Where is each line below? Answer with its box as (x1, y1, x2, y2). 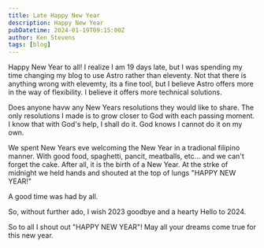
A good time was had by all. (8, 192, 99, 202)
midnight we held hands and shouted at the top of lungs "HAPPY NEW (8, 168, 236, 178)
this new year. (8, 231, 54, 240)
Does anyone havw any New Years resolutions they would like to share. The (8, 103, 255, 113)
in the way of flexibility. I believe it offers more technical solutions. (8, 87, 222, 97)
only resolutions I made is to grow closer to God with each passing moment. (8, 111, 255, 120)
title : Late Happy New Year (8, 11, 101, 20)
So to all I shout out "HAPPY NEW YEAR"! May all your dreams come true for (8, 222, 257, 232)
